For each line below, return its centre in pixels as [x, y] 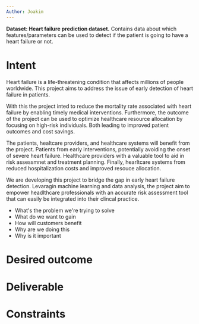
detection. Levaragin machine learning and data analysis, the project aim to [98, 186]
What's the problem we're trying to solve [64, 210]
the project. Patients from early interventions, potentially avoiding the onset [98, 149]
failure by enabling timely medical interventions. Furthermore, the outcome [97, 112]
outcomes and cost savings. [41, 131]
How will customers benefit [48, 223]
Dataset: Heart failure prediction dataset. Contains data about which [91, 29]
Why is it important [38, 235]
